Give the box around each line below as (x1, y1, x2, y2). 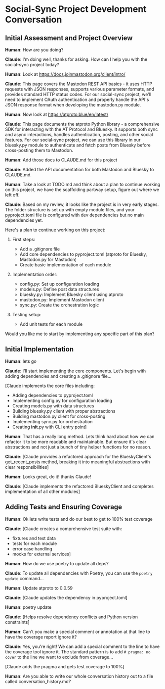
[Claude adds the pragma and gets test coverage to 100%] (5, 663, 124, 669)
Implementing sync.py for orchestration (12, 418, 93, 424)
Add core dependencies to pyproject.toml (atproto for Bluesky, (19, 251, 147, 257)
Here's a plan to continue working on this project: (5, 227, 106, 233)
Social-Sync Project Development (5, 3, 147, 15)
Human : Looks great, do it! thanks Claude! (5, 474, 91, 480)
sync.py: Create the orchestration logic (19, 302, 99, 308)
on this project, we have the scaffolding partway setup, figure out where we (5, 187, 160, 193)
